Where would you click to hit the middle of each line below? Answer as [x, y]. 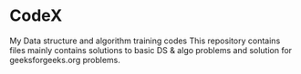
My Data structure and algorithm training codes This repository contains [145, 41]
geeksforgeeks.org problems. [65, 60]
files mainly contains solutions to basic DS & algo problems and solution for [151, 50]
